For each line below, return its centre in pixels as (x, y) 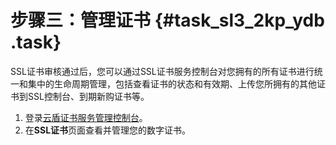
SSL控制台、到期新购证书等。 (88, 96)
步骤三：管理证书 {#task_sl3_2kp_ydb (167, 20)
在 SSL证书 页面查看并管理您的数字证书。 (108, 130)
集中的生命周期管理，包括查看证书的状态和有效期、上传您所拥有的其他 (172, 83)
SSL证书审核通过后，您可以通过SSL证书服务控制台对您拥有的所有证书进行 (162, 71)
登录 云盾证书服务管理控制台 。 (86, 117)
